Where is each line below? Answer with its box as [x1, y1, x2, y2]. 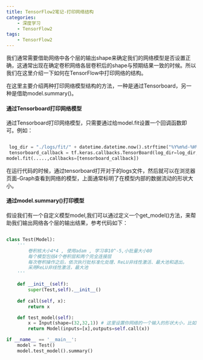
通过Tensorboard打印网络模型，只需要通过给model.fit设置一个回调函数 [6, 119, 182, 127]
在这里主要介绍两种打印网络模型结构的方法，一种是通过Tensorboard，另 [6, 82, 187, 89]
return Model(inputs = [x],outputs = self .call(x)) [28, 326, 150, 332]
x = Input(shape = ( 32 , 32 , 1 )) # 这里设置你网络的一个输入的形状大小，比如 [28, 320, 196, 326]
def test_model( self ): [17, 315, 74, 321]
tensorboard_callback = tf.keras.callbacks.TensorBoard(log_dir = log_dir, [8, 150, 199, 156]
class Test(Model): [6, 237, 56, 243]
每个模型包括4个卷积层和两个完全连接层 [28, 253, 112, 260]
